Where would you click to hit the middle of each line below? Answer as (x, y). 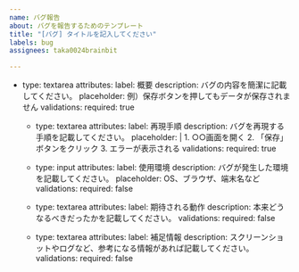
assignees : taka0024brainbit (63, 51)
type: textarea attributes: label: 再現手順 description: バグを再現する (160, 127)
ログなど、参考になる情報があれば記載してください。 (157, 248)
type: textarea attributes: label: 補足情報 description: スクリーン (152, 237)
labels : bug (31, 42)
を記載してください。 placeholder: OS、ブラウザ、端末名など (148, 178)
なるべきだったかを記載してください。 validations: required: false (155, 218)
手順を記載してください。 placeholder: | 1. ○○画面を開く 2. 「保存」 (162, 137)
